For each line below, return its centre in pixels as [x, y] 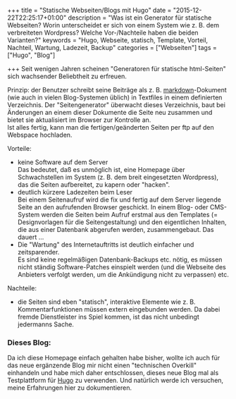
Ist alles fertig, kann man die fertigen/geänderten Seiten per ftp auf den [111, 127]
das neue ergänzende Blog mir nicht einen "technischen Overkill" [102, 365]
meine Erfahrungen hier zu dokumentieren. [70, 388]
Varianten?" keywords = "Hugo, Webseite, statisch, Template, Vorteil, [108, 40]
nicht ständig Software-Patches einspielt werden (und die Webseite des [122, 267]
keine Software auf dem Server [63, 162]
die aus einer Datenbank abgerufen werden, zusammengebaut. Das [116, 229]
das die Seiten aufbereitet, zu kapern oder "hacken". [94, 185]
